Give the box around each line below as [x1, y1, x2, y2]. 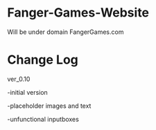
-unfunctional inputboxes [7, 115, 80, 123]
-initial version [7, 88, 49, 96]
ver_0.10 [7, 75, 31, 83]
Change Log [7, 52, 78, 68]
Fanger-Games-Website [7, 5, 150, 21]
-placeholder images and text [7, 102, 92, 110]
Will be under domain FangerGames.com [7, 28, 124, 36]
